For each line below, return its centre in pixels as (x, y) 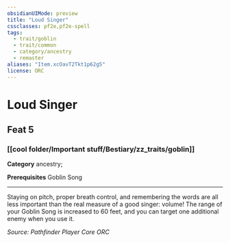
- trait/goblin (35, 39)
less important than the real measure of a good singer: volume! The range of (115, 204)
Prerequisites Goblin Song (45, 177)
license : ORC (26, 71)
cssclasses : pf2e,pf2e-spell (49, 26)
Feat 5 (21, 130)
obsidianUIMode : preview (42, 13)
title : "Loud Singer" (38, 20)
